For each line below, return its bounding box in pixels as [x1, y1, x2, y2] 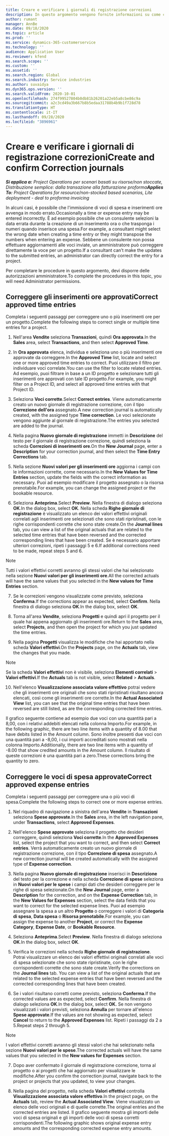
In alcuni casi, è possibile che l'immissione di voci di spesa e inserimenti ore [6, 204, 162, 211]
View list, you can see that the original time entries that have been [13, 700, 150, 706]
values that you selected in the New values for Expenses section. [6, 1053, 142, 1059]
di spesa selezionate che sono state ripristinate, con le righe [13, 959, 137, 965]
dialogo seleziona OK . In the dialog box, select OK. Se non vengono [13, 1001, 152, 1007]
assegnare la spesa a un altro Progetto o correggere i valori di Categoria [13, 908, 164, 914]
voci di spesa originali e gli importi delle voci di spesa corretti [13, 1114, 139, 1121]
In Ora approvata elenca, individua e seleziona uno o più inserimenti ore [13, 349, 162, 355]
